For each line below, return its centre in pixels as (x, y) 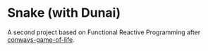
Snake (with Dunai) (64, 13)
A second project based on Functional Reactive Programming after (104, 32)
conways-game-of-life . (41, 39)
